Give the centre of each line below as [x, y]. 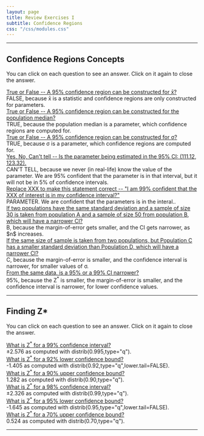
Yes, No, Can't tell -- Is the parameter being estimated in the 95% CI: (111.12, [101, 157]
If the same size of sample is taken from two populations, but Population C [99, 240]
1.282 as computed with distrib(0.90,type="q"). [65, 380]
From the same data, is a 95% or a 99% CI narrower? [73, 273]
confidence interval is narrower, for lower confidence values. [83, 287]
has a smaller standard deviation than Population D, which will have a [93, 247]
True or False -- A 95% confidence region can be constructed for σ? [92, 137]
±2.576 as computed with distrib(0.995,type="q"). [69, 352]
